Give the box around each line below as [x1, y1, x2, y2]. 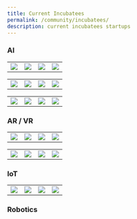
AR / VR [7, 116, 34, 125]
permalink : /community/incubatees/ [7, 17, 109, 23]
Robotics [7, 205, 38, 214]
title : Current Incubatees [7, 10, 85, 17]
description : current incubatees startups [7, 23, 131, 30]
